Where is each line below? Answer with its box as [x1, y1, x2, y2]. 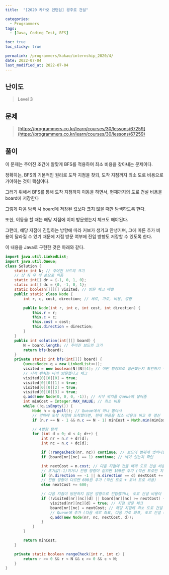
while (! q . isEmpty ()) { [23, 403, 73, 409]
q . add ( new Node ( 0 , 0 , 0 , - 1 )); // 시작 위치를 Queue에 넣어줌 [23, 394, 147, 399]
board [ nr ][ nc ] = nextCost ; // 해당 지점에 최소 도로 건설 [50, 505, 162, 511]
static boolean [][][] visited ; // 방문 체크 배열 [14, 287, 114, 292]
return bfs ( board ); [23, 348, 64, 353]
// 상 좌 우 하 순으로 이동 [14, 273, 64, 278]
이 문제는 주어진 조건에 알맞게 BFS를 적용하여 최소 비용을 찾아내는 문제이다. [5, 161, 153, 167]
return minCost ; [23, 538, 57, 543]
